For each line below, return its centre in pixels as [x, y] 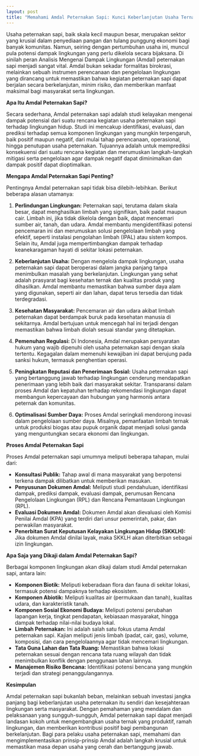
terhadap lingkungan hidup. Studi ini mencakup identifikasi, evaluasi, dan [95, 127]
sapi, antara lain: [26, 573]
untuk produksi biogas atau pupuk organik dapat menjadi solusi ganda [100, 427]
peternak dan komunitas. [45, 403]
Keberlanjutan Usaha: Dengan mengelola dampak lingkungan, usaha [99, 261]
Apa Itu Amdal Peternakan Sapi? [47, 102]
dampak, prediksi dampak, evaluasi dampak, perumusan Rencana [95, 493]
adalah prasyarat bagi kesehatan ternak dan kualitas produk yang [94, 280]
